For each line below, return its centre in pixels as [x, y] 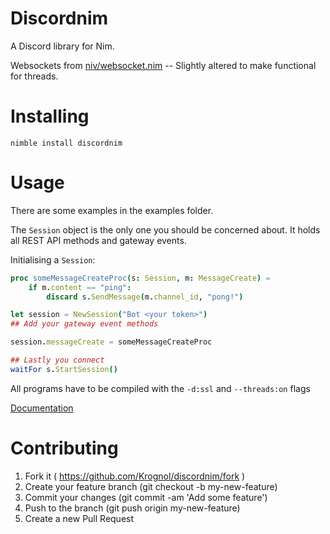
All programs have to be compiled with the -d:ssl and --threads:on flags [160, 388]
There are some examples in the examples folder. [112, 210]
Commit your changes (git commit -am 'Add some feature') [146, 497]
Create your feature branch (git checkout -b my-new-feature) [151, 486]
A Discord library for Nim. [62, 46]
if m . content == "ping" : [80, 287]
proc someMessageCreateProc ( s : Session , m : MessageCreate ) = [140, 278]
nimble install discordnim [66, 143]
